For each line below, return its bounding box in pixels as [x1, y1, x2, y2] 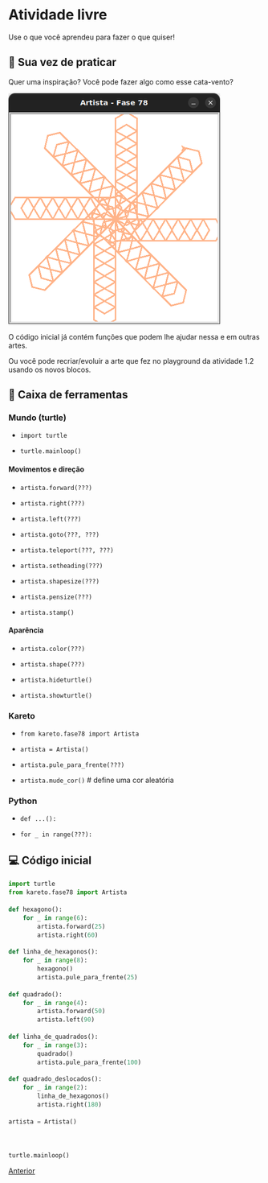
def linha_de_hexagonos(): [8, 948, 99, 956]
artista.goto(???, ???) [19, 530, 100, 538]
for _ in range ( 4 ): [22, 999, 88, 1007]
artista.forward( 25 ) [37, 922, 106, 930]
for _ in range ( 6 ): [22, 913, 88, 922]
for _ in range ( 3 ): [22, 1041, 88, 1049]
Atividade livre [8, 6, 108, 24]
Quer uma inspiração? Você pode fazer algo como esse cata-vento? [8, 76, 234, 86]
